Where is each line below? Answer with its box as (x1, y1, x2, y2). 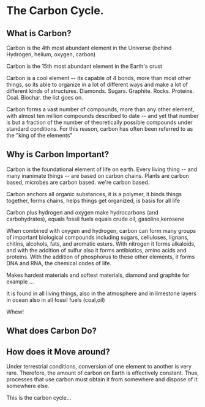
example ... (6, 277, 34, 285)
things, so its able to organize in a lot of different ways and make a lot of (6, 81, 188, 88)
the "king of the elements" (6, 132, 73, 139)
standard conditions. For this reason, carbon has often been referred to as (6, 125, 193, 132)
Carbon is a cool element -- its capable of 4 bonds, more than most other (6, 75, 192, 81)
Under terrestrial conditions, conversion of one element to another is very (6, 363, 192, 370)
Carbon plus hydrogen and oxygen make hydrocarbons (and (6, 208, 158, 216)
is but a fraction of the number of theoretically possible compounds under (6, 119, 193, 126)
